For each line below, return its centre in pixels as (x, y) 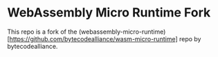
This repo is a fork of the (42, 32)
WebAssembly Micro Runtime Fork (109, 13)
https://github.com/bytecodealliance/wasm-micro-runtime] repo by (105, 38)
